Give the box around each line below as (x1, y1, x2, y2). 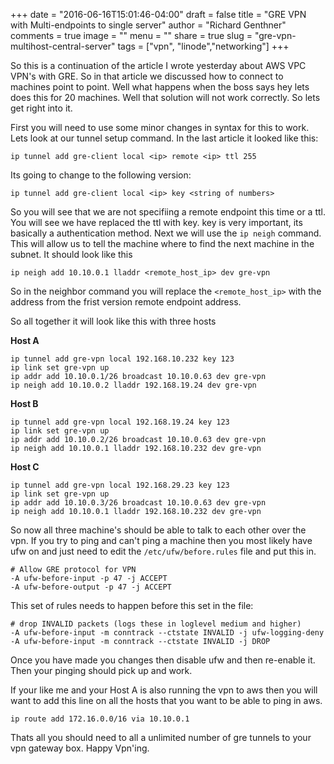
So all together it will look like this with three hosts (10, 315, 217, 327)
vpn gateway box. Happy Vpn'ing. (10, 742, 150, 754)
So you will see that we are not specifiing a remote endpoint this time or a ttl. (10, 206, 326, 218)
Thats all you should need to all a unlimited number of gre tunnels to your (10, 732, 312, 743)
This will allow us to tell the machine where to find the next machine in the (10, 238, 315, 249)
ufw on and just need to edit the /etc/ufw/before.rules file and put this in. (10, 545, 317, 557)
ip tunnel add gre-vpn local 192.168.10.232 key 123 (10, 354, 235, 364)
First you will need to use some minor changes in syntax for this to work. (10, 122, 310, 133)
